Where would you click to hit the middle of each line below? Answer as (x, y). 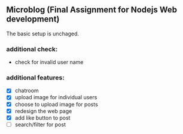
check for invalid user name (49, 62)
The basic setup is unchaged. (43, 33)
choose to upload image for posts (57, 104)
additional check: (32, 49)
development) (33, 19)
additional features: (35, 78)
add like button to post (42, 118)
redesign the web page (43, 111)
